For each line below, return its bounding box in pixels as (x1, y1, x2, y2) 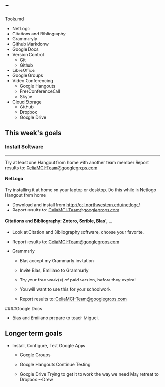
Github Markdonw (12, 41, 49, 47)
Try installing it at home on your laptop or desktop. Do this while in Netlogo (5, 187, 156, 193)
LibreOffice (12, 67, 35, 73)
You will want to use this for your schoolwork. (19, 286, 112, 292)
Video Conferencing (12, 77, 53, 83)
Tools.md (5, 16, 24, 22)
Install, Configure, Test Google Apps (12, 342, 86, 348)
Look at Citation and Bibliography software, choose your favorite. (12, 229, 144, 235)
